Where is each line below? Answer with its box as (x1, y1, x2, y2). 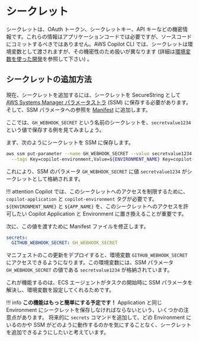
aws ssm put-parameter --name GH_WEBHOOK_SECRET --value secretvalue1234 (6, 150, 192, 157)
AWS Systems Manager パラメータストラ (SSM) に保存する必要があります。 (6, 99, 191, 106)
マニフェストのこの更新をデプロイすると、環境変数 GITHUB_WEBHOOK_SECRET (6, 251, 188, 258)
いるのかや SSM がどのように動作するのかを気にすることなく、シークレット (6, 321, 192, 329)
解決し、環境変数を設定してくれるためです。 (6, 286, 114, 293)
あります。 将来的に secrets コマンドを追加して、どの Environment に (21, 314, 192, 321)
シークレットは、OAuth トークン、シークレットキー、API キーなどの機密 (6, 26, 183, 33)
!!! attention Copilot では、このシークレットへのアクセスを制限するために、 (6, 188, 188, 195)
